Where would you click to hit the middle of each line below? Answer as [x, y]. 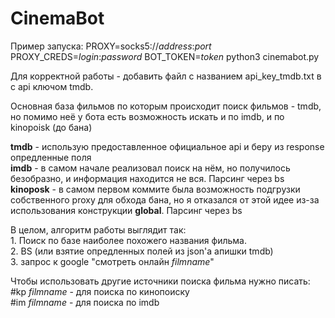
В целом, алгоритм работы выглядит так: [98, 229]
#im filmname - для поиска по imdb [85, 302]
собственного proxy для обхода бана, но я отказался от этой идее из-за [165, 199]
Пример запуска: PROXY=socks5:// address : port [111, 46]
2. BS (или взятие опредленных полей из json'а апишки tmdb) [142, 251]
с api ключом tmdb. [52, 86]
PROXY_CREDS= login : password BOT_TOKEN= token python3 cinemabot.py [165, 56]
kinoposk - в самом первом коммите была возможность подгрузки [155, 189]
